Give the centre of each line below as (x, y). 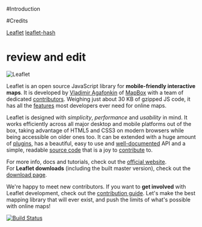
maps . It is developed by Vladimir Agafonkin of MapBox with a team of (95, 92)
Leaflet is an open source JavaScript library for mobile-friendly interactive (101, 86)
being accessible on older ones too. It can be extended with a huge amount (101, 136)
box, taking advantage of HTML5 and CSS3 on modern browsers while (95, 130)
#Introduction (23, 9)
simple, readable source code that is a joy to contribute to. (80, 150)
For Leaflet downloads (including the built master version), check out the (99, 168)
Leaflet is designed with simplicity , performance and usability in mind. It (97, 117)
